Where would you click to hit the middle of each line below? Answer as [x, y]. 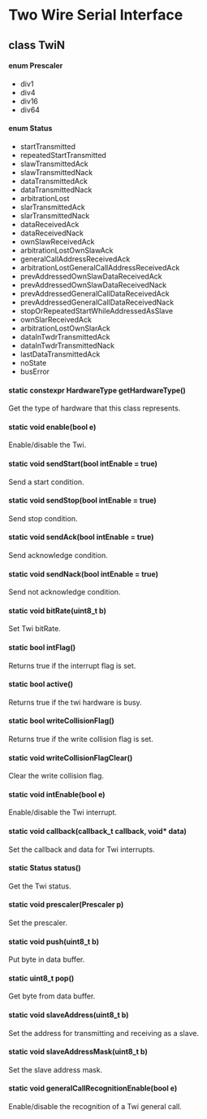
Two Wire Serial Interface [96, 15]
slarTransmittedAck [52, 207]
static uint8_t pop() [41, 978]
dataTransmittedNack [56, 190]
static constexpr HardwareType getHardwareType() [97, 390]
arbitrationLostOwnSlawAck [67, 250]
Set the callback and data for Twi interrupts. [82, 849]
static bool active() [41, 684]
